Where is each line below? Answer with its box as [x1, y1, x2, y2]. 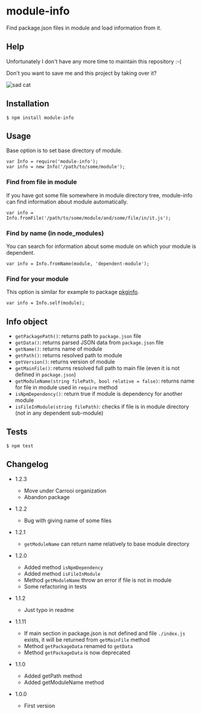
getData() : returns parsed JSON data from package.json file [14, 339, 164, 346]
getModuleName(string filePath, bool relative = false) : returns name [14, 377, 195, 384]
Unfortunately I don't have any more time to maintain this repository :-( [6, 57, 182, 65]
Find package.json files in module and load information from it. [6, 24, 162, 31]
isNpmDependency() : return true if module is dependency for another [14, 390, 183, 398]
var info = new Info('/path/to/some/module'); [6, 164, 125, 170]
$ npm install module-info [6, 115, 74, 121]
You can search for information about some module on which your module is [6, 243, 197, 250]
